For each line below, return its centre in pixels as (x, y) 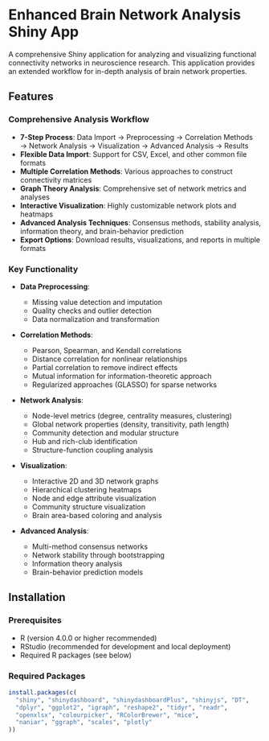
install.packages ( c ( (43, 692)
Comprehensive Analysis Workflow (79, 120)
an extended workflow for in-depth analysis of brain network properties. (128, 71)
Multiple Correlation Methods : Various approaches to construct (126, 171)
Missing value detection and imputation (97, 302)
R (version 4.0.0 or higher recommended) (88, 638)
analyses (35, 197)
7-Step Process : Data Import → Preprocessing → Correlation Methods (136, 137)
